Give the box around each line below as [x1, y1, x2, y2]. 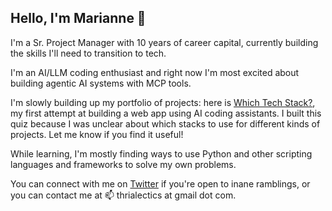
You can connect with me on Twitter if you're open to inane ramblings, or [10, 177, 311, 190]
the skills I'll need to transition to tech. [10, 47, 167, 59]
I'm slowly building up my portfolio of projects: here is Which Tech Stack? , [10, 96, 316, 108]
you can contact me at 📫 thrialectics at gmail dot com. [10, 189, 237, 201]
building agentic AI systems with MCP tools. [10, 77, 192, 89]
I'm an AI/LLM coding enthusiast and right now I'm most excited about [10, 66, 300, 78]
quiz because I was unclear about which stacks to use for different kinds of [10, 117, 321, 130]
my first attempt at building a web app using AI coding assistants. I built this [10, 107, 322, 119]
